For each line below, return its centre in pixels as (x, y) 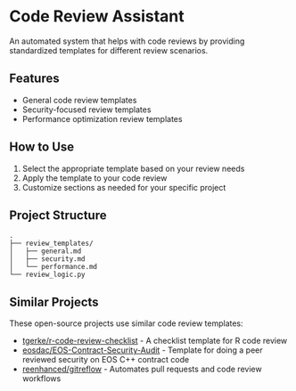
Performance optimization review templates (102, 118)
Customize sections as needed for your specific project (124, 187)
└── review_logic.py (48, 275)
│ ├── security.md (48, 259)
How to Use (42, 147)
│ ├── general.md (45, 251)
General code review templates (79, 100)
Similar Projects (54, 301)
